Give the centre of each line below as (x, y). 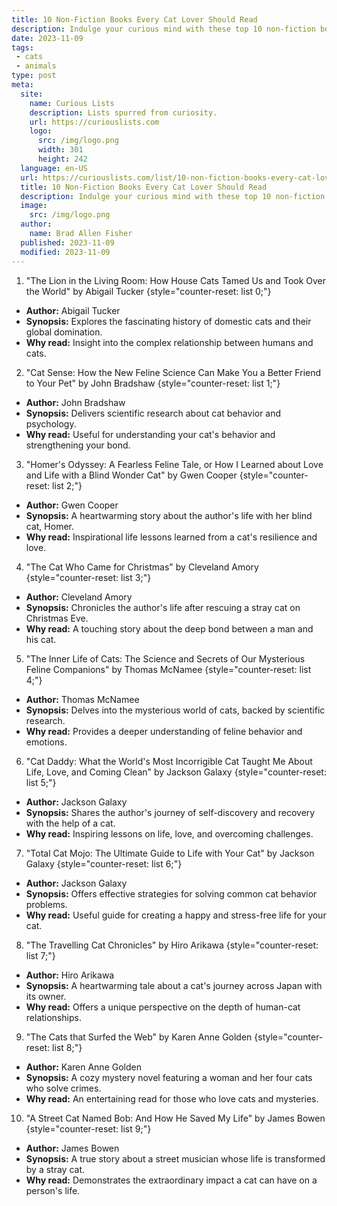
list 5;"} (41, 782)
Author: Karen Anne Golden (83, 1067)
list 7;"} (40, 955)
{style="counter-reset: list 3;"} (88, 577)
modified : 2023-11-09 (65, 252)
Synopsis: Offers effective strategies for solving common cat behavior (171, 893)
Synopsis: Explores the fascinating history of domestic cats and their (168, 321)
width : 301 (60, 150)
